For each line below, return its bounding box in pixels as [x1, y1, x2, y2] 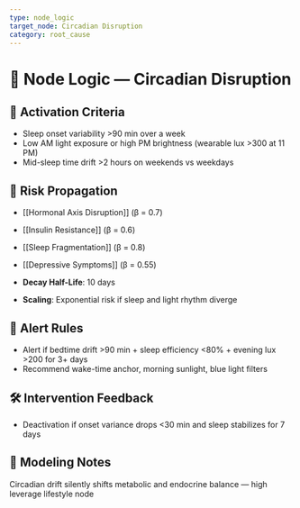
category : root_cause [9, 30, 91, 39]
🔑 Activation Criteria [9, 104, 125, 120]
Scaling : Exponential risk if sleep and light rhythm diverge [22, 295, 238, 305]
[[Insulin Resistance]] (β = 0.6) [22, 224, 136, 235]
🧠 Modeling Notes [9, 455, 112, 470]
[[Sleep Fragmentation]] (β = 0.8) [22, 242, 146, 253]
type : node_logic [9, 13, 75, 23]
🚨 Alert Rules [9, 321, 84, 336]
